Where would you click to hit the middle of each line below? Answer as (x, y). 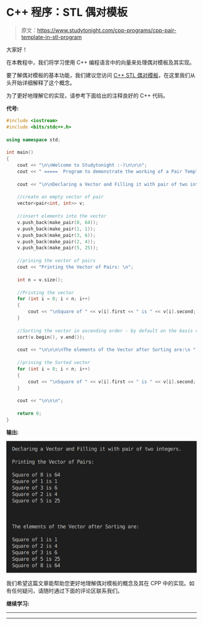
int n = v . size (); (40, 280)
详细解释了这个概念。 (49, 83)
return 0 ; (30, 414)
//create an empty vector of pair (60, 197)
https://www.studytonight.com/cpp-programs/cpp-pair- (107, 30)
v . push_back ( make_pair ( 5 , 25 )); (58, 248)
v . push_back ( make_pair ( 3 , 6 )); (56, 235)
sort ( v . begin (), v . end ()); (51, 337)
